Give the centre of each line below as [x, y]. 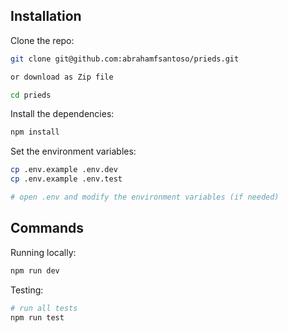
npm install [35, 132]
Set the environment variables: [73, 151]
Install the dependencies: [62, 114]
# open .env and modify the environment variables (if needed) [145, 197]
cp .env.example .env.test [66, 179]
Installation [46, 16]
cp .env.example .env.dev [64, 170]
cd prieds [31, 95]
